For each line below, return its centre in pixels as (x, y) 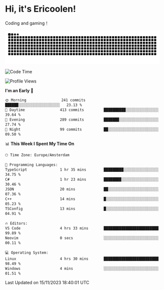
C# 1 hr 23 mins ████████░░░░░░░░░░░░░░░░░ (82, 179)
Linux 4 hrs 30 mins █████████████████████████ (82, 259)
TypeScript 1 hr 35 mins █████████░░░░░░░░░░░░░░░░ (82, 169)
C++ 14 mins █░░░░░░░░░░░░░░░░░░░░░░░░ (82, 199)
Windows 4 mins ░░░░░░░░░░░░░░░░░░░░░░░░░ (82, 269)
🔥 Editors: (16, 223)
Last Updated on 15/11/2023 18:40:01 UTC (47, 282)
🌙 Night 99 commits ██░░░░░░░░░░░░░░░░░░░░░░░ (82, 129)
